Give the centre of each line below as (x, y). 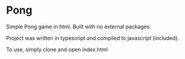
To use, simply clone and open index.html (57, 49)
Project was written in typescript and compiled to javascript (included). (93, 38)
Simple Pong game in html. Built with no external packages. (79, 27)
